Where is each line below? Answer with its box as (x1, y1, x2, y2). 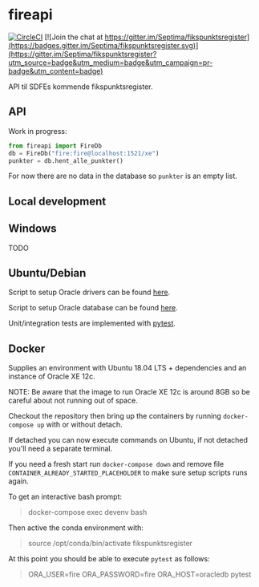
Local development (8, 194, 107, 208)
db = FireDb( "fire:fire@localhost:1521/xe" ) (8, 149, 160, 157)
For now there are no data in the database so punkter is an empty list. (8, 171, 238, 181)
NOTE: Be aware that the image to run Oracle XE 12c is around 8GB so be (8, 387, 250, 397)
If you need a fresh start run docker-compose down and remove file (8, 459, 225, 469)
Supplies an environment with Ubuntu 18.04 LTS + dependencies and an (8, 363, 247, 373)
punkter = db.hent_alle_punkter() (8, 156, 124, 165)
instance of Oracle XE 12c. (8, 371, 95, 382)
